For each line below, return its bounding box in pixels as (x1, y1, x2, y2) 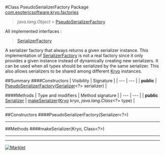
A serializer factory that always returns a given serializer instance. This (5, 48, 149, 53)
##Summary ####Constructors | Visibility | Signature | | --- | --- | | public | (5, 78, 157, 83)
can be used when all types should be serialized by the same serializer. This (5, 63, 159, 69)
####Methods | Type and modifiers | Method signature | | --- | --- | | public (5, 93, 158, 98)
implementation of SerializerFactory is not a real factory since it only (5, 52, 143, 58)
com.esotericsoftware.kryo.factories (5, 9, 79, 15)
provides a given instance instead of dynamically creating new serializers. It (5, 58, 159, 63)
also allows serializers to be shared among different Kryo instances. (5, 68, 142, 74)
